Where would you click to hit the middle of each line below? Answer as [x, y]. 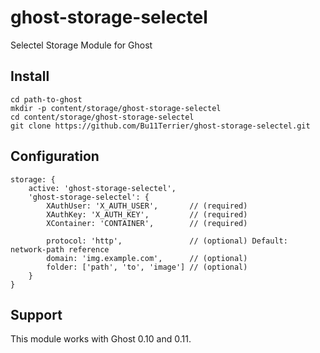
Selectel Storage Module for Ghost [81, 45]
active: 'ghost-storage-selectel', [102, 188]
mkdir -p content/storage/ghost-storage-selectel [116, 108]
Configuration [55, 156]
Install [30, 76]
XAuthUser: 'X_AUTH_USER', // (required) [147, 206]
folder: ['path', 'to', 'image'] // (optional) [147, 267]
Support [36, 314]
